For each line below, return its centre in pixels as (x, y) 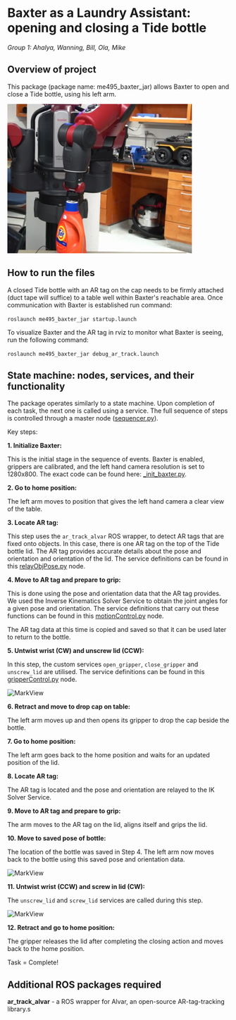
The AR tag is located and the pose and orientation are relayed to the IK (111, 790)
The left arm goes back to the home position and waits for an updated (108, 755)
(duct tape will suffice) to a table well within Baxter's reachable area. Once (115, 297)
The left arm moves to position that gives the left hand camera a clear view (116, 502)
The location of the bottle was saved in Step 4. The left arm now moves (111, 852)
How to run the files (51, 273)
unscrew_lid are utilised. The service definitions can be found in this (106, 672)
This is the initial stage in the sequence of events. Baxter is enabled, (106, 459)
